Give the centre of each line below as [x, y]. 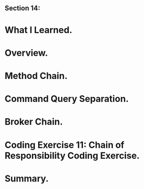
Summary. [27, 178]
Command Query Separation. [67, 99]
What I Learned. [38, 30]
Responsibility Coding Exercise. [72, 156]
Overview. [26, 53]
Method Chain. [36, 76]
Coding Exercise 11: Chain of [64, 145]
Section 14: [22, 8]
